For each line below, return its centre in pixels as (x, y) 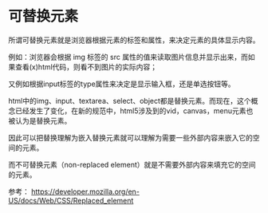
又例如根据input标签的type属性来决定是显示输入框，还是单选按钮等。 (122, 84)
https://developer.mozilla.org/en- (85, 191)
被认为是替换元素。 (40, 120)
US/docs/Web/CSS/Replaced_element (71, 200)
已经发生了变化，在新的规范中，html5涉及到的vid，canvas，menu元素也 (134, 110)
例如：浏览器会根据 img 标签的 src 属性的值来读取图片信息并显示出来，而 (128, 57)
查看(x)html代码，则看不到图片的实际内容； (86, 67)
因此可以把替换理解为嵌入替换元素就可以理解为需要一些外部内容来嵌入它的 (130, 137)
